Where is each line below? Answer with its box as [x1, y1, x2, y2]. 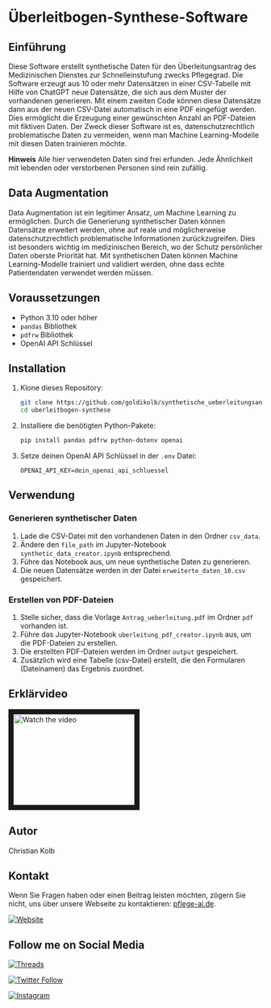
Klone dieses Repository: [19, 383, 103, 393]
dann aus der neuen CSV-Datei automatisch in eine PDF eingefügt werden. [8, 105, 256, 114]
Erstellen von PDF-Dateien [8, 594, 115, 605]
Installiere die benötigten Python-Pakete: [19, 420, 156, 431]
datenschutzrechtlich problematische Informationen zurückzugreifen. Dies [8, 233, 256, 243]
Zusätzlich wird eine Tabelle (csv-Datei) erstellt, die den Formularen [19, 655, 246, 665]
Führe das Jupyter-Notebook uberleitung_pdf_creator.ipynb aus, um [19, 629, 252, 639]
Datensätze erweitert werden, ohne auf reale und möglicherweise [8, 224, 226, 234]
